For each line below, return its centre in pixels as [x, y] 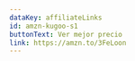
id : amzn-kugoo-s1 [44, 26]
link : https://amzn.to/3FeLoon [68, 43]
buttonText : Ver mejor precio [66, 34]
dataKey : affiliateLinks [56, 17]
